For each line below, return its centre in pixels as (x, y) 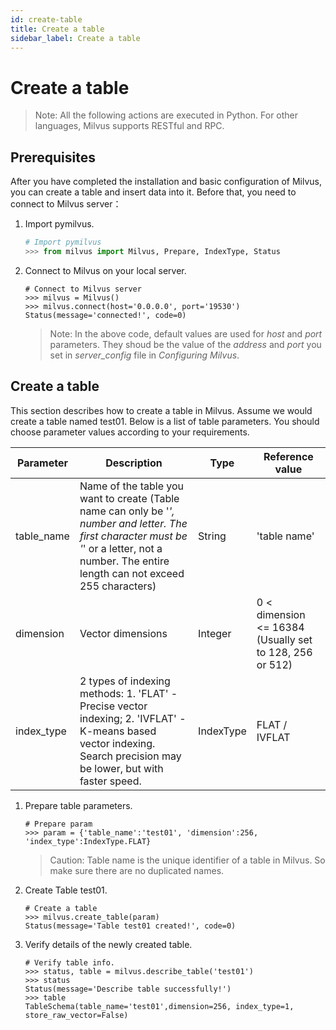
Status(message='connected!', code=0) (105, 315)
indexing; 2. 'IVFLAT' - (133, 718)
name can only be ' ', (127, 511)
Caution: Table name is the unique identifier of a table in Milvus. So (187, 860)
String (212, 536)
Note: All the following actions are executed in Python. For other (166, 115)
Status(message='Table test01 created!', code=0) (130, 926)
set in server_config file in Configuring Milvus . (144, 355)
